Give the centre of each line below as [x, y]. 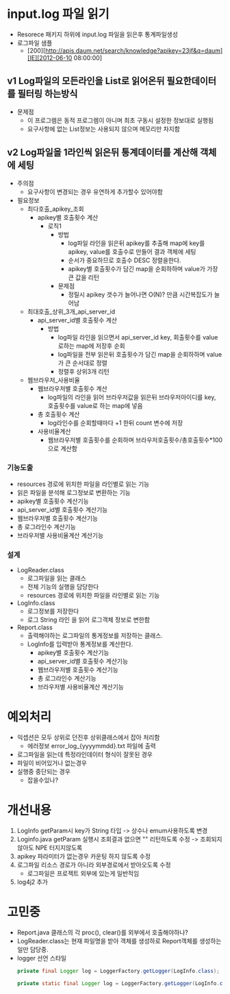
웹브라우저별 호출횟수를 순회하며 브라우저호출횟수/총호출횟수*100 [135, 439]
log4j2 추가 [32, 882]
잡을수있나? [43, 780]
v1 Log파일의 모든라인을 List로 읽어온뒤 [86, 81]
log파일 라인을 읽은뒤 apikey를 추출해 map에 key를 [137, 243]
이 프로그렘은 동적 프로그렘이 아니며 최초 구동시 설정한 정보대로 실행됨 [120, 120]
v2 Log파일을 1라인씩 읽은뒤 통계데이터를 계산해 [103, 152]
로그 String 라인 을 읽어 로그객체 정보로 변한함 [89, 620]
